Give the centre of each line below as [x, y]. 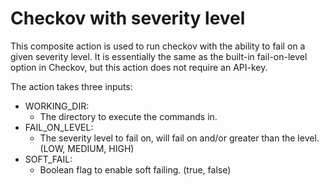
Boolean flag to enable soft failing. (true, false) [135, 169]
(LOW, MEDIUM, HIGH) [87, 148]
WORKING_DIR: [57, 106]
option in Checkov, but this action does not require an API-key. [139, 67]
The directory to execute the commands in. [128, 116]
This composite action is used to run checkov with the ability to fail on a [158, 46]
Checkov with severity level [128, 18]
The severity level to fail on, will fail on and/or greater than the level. [179, 138]
